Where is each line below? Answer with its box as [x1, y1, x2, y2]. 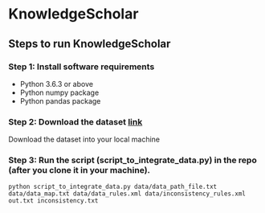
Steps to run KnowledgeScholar [8, 37, 171, 51]
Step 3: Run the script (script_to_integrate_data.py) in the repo [8, 154, 257, 166]
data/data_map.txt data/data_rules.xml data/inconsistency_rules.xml [8, 190, 247, 198]
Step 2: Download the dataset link [8, 116, 143, 127]
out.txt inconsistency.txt [8, 197, 99, 205]
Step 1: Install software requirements [8, 61, 155, 72]
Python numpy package [19, 88, 100, 97]
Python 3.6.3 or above [19, 79, 94, 88]
